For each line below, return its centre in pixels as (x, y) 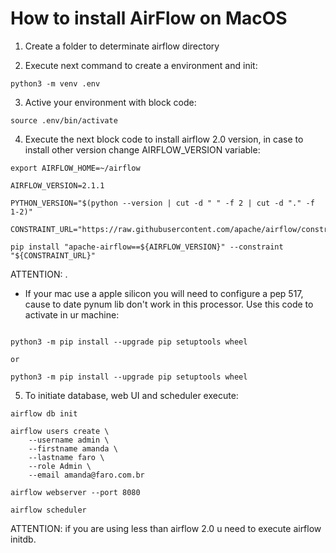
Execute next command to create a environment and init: (141, 65)
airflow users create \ (60, 431)
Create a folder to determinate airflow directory (122, 46)
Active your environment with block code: (110, 102)
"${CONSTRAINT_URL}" (53, 255)
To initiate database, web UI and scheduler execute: (131, 395)
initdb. (23, 539)
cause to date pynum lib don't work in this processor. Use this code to (169, 304)
